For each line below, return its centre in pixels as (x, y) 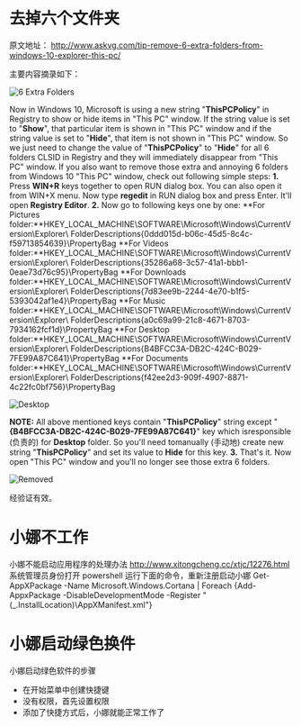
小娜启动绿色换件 (73, 644)
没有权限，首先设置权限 (66, 701)
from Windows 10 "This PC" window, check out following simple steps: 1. (144, 176)
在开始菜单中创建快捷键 (66, 689)
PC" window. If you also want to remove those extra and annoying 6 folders (149, 167)
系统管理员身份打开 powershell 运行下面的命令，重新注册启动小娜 (130, 575)
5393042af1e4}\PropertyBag (63, 300)
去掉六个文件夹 (65, 18)
